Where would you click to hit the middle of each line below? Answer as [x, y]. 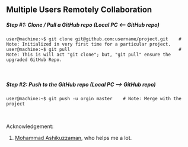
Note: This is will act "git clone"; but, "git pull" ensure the [88, 55]
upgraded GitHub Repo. [34, 60]
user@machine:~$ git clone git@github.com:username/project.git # [94, 39]
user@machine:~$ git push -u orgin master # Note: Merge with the [94, 99]
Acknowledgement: [30, 126]
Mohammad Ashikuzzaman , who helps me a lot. [73, 138]
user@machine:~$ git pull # [94, 50]
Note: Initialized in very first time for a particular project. [88, 44]
